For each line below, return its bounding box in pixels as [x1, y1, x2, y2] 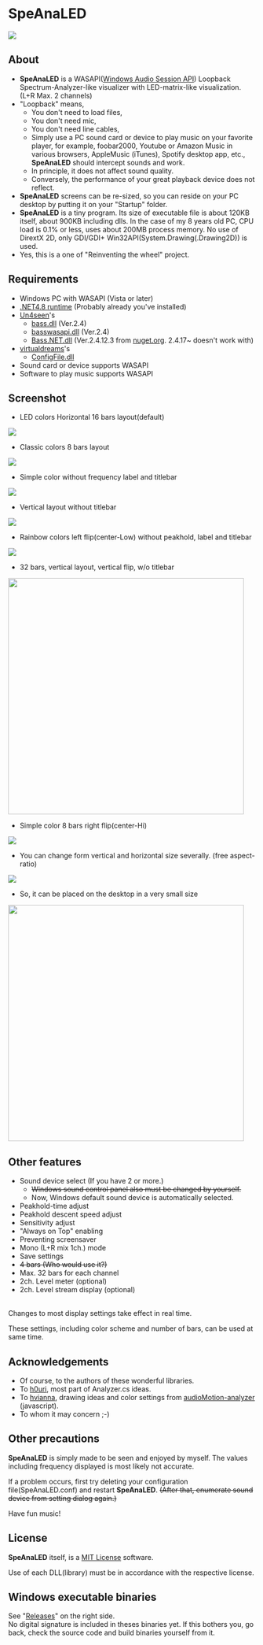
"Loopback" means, [19, 99, 85, 109]
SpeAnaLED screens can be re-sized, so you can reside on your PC [19, 191, 239, 201]
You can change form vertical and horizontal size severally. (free [19, 851, 228, 861]
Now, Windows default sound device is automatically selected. [31, 1193, 234, 1202]
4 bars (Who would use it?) [19, 1260, 108, 1269]
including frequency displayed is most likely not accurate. [8, 1462, 195, 1471]
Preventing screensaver [19, 1235, 97, 1244]
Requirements [8, 272, 79, 286]
